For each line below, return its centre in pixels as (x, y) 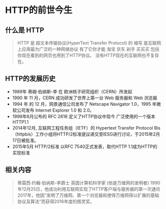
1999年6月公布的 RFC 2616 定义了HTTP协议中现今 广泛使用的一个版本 (84, 116)
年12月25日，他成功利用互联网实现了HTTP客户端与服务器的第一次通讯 (89, 189)
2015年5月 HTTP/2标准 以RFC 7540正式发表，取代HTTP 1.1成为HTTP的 (85, 146)
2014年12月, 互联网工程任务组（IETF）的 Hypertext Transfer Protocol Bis (86, 128)
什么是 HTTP (25, 30)
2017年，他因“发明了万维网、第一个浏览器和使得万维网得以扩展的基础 (88, 195)
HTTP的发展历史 (30, 79)
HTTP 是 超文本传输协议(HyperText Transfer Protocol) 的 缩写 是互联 (87, 43)
